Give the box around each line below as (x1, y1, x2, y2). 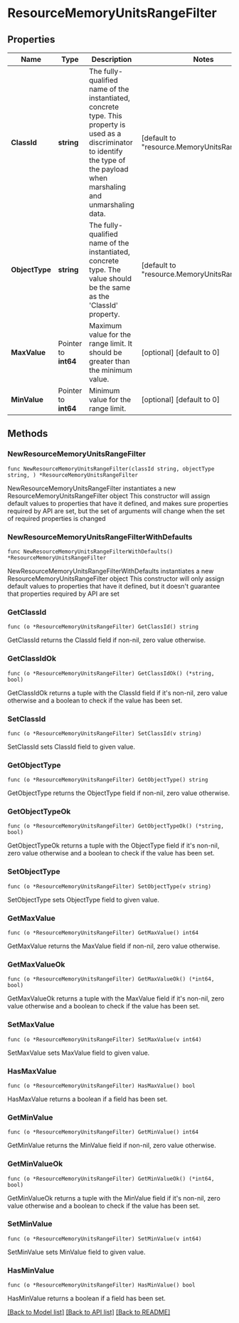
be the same (88, 283, 130, 292)
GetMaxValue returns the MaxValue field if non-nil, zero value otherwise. (7, 942, 221, 951)
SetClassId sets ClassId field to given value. (7, 742, 135, 751)
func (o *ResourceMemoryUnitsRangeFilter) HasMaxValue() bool (7, 1082, 196, 1090)
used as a (88, 129, 122, 138)
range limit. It (88, 339, 133, 348)
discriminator (88, 137, 133, 147)
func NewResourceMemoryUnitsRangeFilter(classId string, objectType (7, 465, 215, 473)
